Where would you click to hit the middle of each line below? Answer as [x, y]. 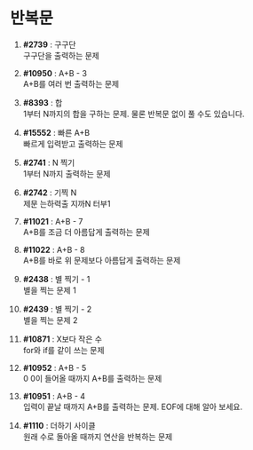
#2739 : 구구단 [49, 44]
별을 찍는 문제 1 [49, 290]
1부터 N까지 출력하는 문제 [67, 173]
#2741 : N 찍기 [49, 162]
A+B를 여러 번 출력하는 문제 [71, 83]
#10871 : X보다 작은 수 [63, 339]
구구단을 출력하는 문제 [61, 55]
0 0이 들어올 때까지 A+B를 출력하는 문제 [92, 378]
